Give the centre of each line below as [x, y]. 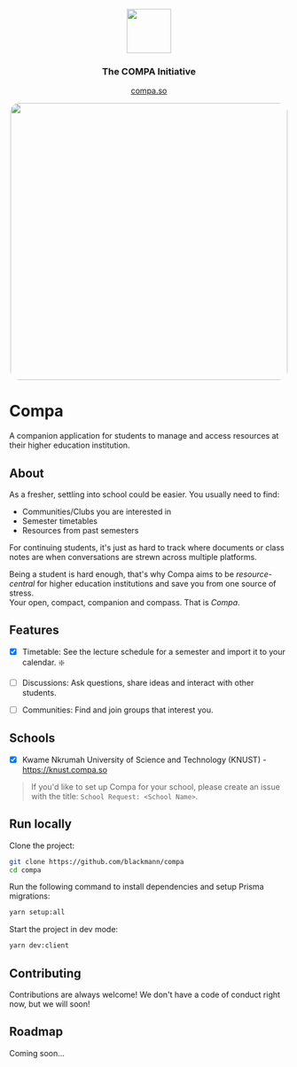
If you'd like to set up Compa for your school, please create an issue [156, 787]
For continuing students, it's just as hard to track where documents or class [147, 548]
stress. [21, 593]
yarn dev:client [39, 946]
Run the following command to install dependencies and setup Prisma [137, 887]
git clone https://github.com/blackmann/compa [97, 861]
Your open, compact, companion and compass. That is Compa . [125, 603]
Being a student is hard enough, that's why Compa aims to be [122, 574]
